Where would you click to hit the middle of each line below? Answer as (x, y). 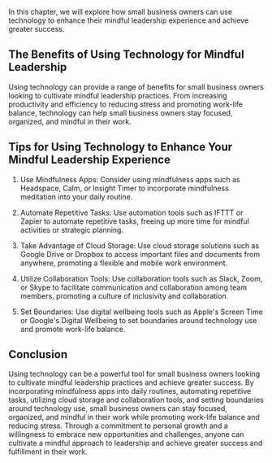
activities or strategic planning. (72, 229)
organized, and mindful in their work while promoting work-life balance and (134, 417)
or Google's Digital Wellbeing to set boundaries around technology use (138, 320)
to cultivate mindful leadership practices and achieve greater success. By (131, 382)
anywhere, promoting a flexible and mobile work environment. (124, 263)
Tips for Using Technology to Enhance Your (121, 147)
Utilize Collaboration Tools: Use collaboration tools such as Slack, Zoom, (141, 278)
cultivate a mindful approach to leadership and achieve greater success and (136, 443)
